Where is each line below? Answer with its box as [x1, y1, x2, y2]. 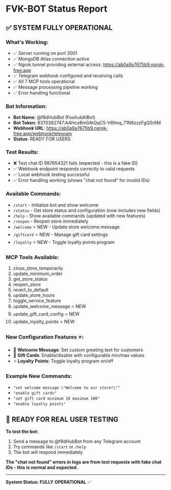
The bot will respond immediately [13, 449, 83, 455]
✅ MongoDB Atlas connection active [13, 55, 89, 62]
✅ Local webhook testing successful [13, 171, 90, 178]
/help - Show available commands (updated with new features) [13, 212, 146, 219]
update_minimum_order [13, 270, 63, 277]
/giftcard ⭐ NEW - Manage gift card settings [13, 231, 108, 237]
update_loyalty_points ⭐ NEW [13, 319, 75, 325]
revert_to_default [13, 287, 49, 293]
